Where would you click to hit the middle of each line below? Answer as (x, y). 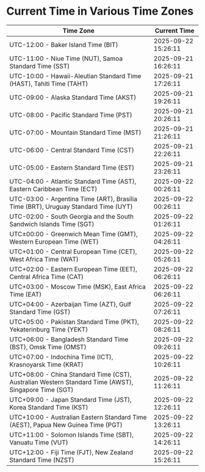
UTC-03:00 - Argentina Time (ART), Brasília (73, 198)
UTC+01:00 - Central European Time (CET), (73, 252)
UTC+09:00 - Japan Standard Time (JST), (71, 399)
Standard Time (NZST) (42, 460)
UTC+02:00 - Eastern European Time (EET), (73, 269)
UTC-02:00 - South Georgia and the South (72, 216)
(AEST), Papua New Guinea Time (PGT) (66, 424)
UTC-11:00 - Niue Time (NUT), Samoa (66, 58)
